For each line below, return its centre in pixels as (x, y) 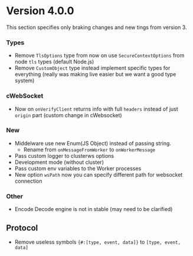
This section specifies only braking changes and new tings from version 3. (97, 27)
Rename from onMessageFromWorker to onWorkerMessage (89, 150)
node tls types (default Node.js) (54, 62)
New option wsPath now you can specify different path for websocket (99, 174)
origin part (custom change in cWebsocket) (68, 115)
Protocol (22, 228)
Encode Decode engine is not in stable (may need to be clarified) (94, 209)
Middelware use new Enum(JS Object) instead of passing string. (93, 143)
